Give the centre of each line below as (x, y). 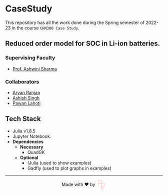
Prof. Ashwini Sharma (35, 68)
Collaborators (22, 81)
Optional (29, 157)
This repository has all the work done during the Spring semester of (75, 22)
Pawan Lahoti (26, 103)
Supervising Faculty (30, 58)
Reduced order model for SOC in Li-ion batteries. (83, 44)
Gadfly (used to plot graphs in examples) (69, 168)
